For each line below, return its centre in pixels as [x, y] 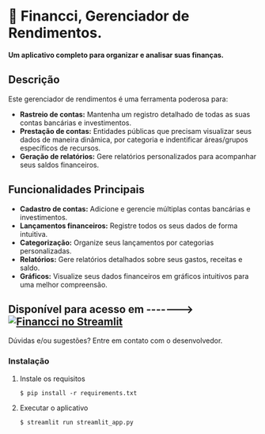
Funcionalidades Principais [76, 190]
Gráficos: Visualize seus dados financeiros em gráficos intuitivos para [134, 276]
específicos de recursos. [60, 148]
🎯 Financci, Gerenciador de [99, 16]
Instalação [29, 361]
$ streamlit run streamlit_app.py [76, 422]
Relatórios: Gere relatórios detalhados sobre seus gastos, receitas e [131, 259]
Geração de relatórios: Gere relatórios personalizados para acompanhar [138, 156]
